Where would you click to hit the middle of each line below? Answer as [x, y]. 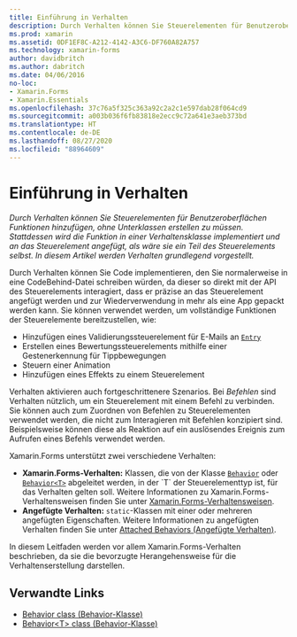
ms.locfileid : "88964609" [57, 149]
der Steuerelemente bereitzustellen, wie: [83, 319]
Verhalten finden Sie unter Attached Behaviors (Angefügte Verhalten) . [149, 529]
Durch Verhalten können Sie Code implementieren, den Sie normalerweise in [148, 272]
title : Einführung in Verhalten [69, 17]
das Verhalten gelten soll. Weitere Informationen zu [115, 492]
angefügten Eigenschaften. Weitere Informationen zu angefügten [140, 520]
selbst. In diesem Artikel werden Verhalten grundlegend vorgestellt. [132, 255]
